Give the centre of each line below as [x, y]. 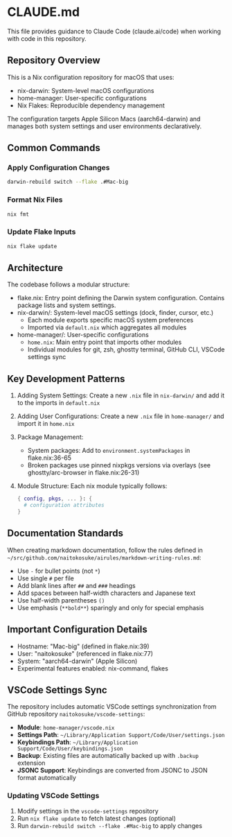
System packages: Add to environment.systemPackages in [109, 451]
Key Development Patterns [66, 379]
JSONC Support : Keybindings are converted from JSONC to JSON [112, 770]
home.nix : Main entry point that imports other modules [105, 342]
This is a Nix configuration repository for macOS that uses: [91, 77]
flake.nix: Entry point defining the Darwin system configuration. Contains [121, 298]
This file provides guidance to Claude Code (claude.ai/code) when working [114, 31]
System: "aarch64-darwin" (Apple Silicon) [77, 661]
